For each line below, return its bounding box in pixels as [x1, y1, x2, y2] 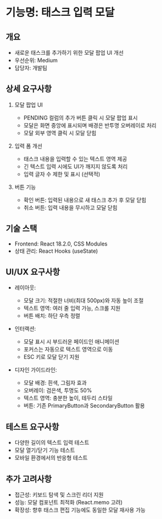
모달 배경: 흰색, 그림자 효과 [23, 379, 87, 387]
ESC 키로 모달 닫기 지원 [23, 353, 80, 361]
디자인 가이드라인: [14, 366, 57, 373]
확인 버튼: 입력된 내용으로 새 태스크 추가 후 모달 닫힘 [23, 196, 147, 203]
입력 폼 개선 [14, 142, 43, 149]
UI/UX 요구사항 [5, 267, 60, 277]
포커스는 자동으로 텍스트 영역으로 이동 [23, 345, 113, 353]
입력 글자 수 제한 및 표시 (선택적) [23, 170, 101, 177]
